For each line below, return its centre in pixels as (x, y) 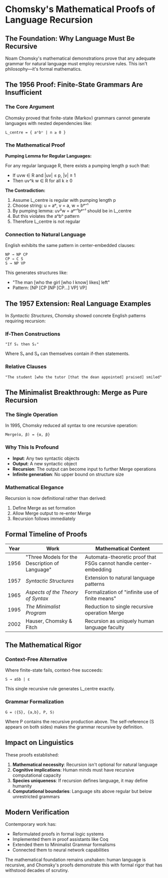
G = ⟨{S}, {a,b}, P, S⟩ (30, 712)
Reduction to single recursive (119, 606)
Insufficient (23, 93)
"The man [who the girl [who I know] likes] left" (61, 283)
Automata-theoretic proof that (120, 557)
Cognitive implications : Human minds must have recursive (73, 770)
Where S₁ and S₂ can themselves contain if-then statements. (67, 354)
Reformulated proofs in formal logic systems (58, 834)
